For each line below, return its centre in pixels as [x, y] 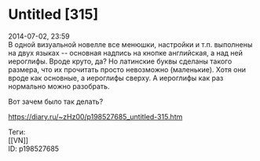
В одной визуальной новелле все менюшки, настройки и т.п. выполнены [130, 44]
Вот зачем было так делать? [56, 101]
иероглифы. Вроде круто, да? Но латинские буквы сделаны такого [120, 61]
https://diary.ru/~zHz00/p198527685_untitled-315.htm [95, 116]
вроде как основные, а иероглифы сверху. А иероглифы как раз [116, 78]
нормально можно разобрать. [59, 86]
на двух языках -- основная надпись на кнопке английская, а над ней [126, 53]
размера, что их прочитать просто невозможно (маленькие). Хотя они [127, 69]
